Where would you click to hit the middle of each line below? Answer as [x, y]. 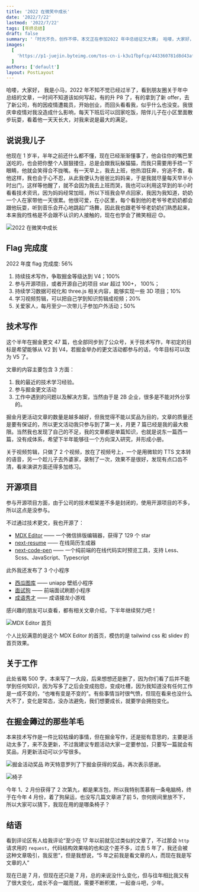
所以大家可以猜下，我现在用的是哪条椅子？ [58, 805]
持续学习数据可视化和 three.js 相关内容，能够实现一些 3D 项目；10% [98, 291]
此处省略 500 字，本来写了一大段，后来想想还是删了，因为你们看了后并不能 [98, 679]
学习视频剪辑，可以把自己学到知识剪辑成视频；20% [78, 298]
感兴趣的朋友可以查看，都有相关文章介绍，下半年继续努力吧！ [81, 610]
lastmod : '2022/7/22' [33, 23]
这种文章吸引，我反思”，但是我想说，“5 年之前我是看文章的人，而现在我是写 [99, 855]
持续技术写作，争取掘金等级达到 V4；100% [67, 276]
